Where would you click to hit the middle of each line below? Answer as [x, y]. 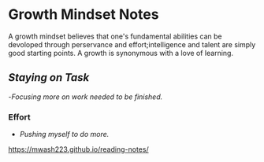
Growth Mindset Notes [84, 15]
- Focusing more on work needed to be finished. [86, 97]
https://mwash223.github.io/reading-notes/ [78, 149]
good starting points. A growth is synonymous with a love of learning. [121, 53]
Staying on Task [49, 77]
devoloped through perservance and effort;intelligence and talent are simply [132, 44]
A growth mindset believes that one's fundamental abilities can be [115, 36]
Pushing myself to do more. [64, 134]
